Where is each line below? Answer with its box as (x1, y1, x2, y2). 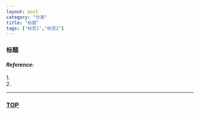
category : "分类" (6, 14, 48, 20)
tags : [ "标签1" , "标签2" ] (6, 25, 64, 31)
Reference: (6, 61, 35, 68)
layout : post (6, 8, 39, 15)
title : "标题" (6, 20, 40, 26)
